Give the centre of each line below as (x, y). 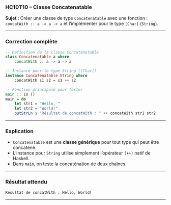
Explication (20, 131)
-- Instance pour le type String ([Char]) (51, 71)
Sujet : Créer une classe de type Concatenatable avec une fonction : (76, 18)
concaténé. (24, 148)
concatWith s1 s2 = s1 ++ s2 (45, 80)
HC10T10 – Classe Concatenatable (49, 7)
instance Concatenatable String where (46, 76)
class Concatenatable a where (37, 57)
